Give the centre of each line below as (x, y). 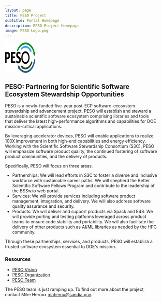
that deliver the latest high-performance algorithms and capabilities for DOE (81, 121)
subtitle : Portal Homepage (32, 20)
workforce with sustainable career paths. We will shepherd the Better (81, 180)
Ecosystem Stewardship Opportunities (65, 94)
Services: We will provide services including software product (74, 196)
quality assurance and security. (43, 206)
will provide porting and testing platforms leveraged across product (79, 217)
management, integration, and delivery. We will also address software (81, 201)
